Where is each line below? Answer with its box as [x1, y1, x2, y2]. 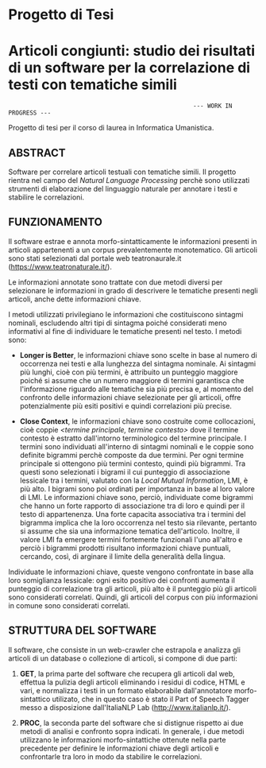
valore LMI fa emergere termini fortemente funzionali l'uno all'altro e [19, 534, 243, 544]
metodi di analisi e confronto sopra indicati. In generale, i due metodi [19, 726, 245, 736]
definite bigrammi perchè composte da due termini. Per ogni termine [19, 450, 245, 460]
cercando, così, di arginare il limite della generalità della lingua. [19, 551, 226, 561]
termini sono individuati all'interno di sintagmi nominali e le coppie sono [19, 441, 254, 451]
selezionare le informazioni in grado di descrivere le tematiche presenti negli [8, 285, 258, 295]
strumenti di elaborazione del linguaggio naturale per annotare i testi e [8, 184, 238, 193]
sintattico [19, 694, 51, 704]
